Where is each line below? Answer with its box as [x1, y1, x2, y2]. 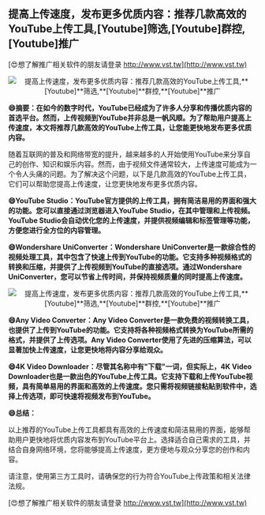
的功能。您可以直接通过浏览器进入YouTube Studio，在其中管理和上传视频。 [8, 205, 255, 215]
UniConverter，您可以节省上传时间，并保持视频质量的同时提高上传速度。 [8, 272, 247, 281]
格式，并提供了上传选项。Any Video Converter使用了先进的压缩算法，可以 [8, 335, 252, 344]
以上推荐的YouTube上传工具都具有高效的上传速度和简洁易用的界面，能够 [8, 425, 244, 434]
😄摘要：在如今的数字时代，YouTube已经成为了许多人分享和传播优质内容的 [8, 103, 252, 112]
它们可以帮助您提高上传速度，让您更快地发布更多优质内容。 [8, 179, 202, 188]
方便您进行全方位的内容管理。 [8, 225, 105, 235]
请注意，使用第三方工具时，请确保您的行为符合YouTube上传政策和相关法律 [8, 471, 251, 480]
